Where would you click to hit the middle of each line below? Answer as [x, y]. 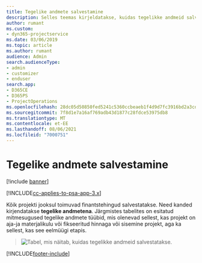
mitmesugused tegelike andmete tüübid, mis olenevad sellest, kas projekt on [101, 217]
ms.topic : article [29, 46]
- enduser [19, 79]
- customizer [23, 73]
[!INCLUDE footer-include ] [38, 253]
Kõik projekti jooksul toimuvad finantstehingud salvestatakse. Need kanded [99, 205]
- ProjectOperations [32, 101]
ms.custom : [20, 29]
